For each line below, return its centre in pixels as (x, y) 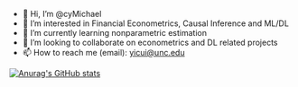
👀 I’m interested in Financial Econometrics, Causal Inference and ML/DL (155, 23)
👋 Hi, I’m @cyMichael (62, 14)
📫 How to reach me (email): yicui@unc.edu (103, 52)
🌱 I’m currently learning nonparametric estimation (115, 33)
